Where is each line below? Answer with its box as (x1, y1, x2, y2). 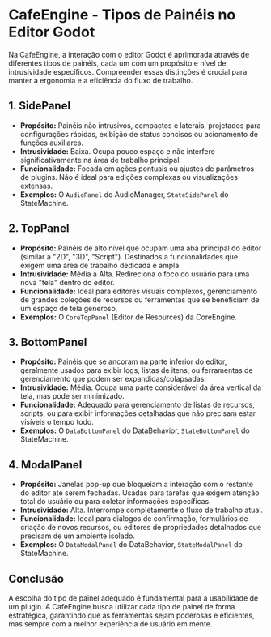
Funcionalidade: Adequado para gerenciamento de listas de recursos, (19, 400, 255, 410)
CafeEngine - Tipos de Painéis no (8, 6, 236, 24)
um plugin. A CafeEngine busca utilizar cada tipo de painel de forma (8, 602, 235, 611)
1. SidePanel (8, 99, 71, 113)
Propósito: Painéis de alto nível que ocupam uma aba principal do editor (19, 243, 262, 253)
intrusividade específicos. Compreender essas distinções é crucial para (8, 66, 248, 76)
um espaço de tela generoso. (19, 303, 118, 313)
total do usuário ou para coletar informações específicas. (19, 497, 212, 507)
